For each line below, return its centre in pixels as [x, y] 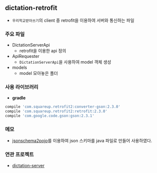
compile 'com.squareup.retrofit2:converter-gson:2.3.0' [63, 107]
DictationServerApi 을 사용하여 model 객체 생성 [65, 62]
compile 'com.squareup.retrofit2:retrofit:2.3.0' [56, 111]
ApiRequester [26, 56]
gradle [19, 98]
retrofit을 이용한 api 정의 [43, 51]
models [19, 68]
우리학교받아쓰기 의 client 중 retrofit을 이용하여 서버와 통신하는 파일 [73, 20]
